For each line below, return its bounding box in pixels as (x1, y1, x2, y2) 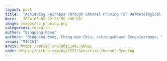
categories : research (5, 26, 50, 30)
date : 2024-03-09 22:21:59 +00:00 (5, 16, 81, 21)
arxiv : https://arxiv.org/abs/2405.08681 (5, 44, 92, 49)
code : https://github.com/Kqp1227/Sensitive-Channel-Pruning (5, 48, 135, 53)
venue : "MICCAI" (5, 39, 39, 44)
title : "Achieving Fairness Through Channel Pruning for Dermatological (5, 12, 162, 17)
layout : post (5, 7, 32, 12)
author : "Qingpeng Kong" (5, 30, 57, 35)
